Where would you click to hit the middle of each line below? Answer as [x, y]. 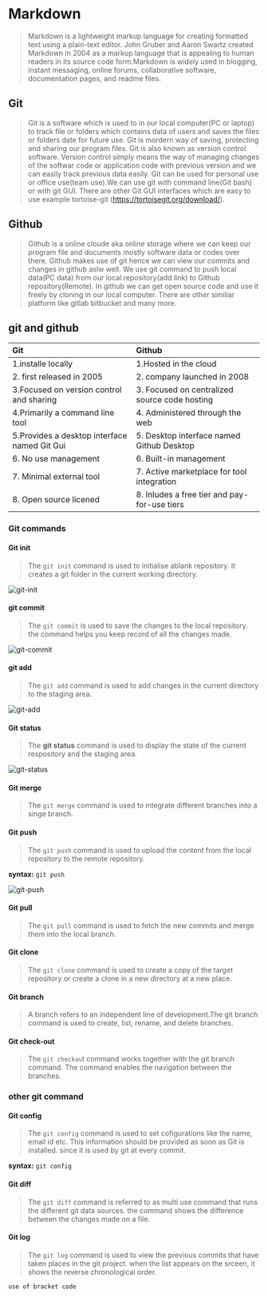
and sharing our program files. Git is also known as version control [137, 148]
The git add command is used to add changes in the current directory [143, 685]
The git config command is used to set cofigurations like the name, [140, 1133]
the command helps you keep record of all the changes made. [130, 634]
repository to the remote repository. [86, 859]
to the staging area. [60, 694]
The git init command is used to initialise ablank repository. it [132, 565]
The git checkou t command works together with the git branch [131, 1059]
